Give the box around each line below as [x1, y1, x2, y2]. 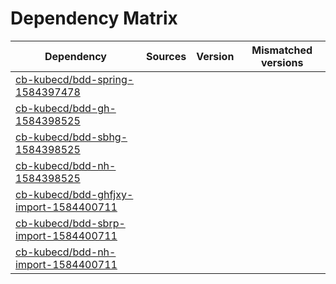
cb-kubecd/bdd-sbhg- [15, 130, 128, 144]
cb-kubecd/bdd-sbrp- [15, 216, 126, 230]
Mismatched [251, 43, 313, 57]
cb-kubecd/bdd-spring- [15, 72, 135, 86]
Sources [145, 49, 187, 63]
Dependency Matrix [10, 7, 178, 30]
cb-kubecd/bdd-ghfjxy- [15, 187, 134, 201]
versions [260, 55, 304, 69]
